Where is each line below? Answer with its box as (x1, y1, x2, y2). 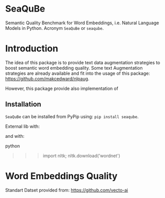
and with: (5, 133, 25, 139)
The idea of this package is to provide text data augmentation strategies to (5, 59, 160, 66)
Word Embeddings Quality (5, 170, 118, 182)
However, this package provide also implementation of (5, 85, 119, 91)
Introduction (5, 43, 59, 55)
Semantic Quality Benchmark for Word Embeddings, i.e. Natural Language (5, 20, 159, 26)
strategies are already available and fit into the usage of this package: (5, 70, 150, 76)
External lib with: (5, 123, 40, 129)
